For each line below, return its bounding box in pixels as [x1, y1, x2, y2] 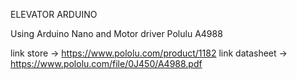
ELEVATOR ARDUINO [10, 9, 98, 20]
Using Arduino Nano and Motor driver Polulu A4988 [10, 28, 223, 39]
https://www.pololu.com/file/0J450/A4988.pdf [10, 58, 203, 69]
